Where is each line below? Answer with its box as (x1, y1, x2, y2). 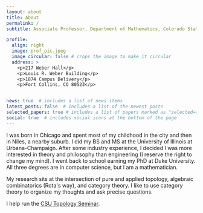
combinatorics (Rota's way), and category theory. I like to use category (6, 182, 183, 189)
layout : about (6, 8, 42, 15)
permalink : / (6, 20, 39, 26)
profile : (6, 37, 28, 43)
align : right (11, 42, 45, 48)
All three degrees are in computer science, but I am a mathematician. (6, 163, 178, 171)
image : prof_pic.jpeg (11, 48, 66, 54)
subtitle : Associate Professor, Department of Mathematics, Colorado (6, 25, 185, 32)
